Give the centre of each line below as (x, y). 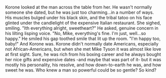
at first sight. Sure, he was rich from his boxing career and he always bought (83, 54)
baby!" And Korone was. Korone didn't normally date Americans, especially (82, 44)
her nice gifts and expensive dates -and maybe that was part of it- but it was (83, 59)
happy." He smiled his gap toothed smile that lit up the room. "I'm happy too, (83, 39)
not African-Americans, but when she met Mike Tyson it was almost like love (83, 49)
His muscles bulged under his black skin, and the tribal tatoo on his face (79, 18)
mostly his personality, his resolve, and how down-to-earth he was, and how (83, 65)
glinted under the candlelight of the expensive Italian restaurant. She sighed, (83, 23)
